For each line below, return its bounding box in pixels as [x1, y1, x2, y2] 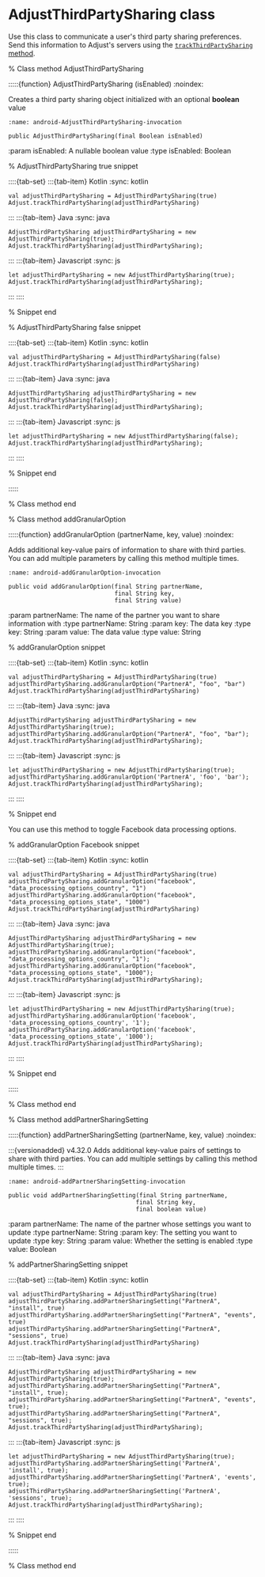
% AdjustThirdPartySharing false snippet [8, 322, 141, 332]
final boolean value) [135, 1205, 207, 1213]
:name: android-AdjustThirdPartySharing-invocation [8, 118, 182, 126]
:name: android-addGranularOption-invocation [8, 568, 161, 577]
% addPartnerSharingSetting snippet [8, 1260, 128, 1269]
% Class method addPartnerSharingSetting [8, 1114, 149, 1124]
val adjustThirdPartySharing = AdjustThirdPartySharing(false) [8, 353, 221, 361]
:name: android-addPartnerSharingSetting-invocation [8, 1177, 186, 1185]
